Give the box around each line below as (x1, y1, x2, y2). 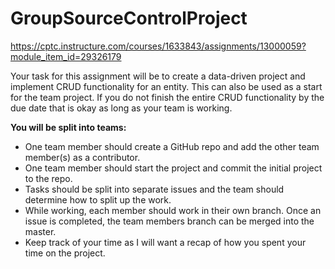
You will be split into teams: (10, 121, 127, 133)
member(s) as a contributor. (24, 151, 141, 163)
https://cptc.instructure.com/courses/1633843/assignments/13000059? (10, 40, 307, 52)
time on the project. (24, 247, 106, 259)
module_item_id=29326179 (10, 50, 122, 62)
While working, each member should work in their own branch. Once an (24, 204, 322, 216)
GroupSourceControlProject (10, 7, 248, 30)
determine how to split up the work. (24, 193, 172, 206)
